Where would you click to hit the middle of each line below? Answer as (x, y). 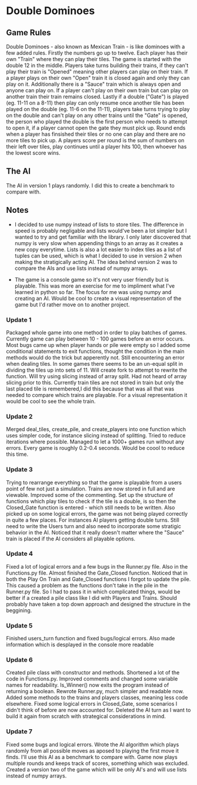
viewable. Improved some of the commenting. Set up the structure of (90, 495)
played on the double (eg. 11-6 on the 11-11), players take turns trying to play (98, 109)
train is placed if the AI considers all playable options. (71, 539)
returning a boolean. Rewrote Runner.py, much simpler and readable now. (95, 692)
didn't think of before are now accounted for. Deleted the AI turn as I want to (98, 710)
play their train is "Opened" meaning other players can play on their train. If (97, 71)
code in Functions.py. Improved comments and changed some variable (92, 679)
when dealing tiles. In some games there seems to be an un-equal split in (95, 363)
